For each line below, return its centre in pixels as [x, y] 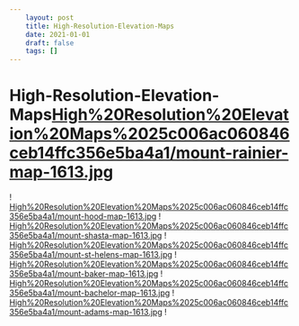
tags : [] [42, 51]
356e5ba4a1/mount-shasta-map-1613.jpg [86, 236]
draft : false [50, 43]
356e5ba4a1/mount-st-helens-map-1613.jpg [91, 255]
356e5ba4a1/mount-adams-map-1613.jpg [86, 312]
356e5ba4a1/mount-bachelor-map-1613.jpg [90, 293]
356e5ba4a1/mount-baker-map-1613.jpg [84, 274]
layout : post [50, 18]
